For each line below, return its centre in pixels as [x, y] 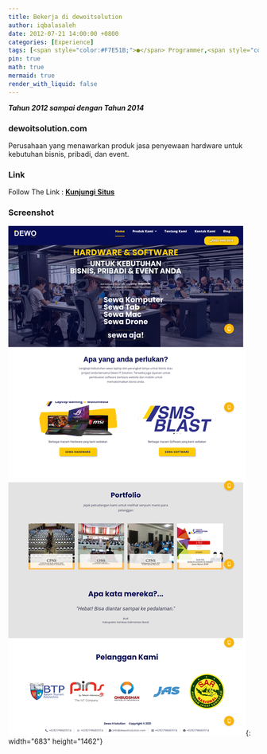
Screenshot [31, 213]
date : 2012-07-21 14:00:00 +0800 [64, 33]
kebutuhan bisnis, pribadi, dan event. [69, 154]
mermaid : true [32, 76]
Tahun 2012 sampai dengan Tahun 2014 [76, 107]
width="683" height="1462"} [56, 741]
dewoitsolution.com [48, 128]
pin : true [25, 59]
